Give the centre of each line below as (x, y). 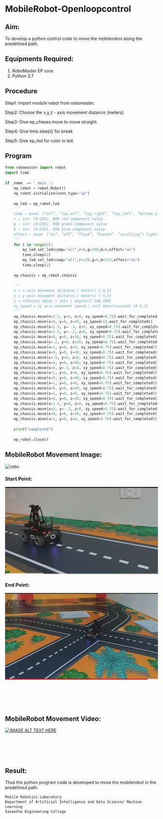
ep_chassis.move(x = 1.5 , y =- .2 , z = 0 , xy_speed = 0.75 (66, 332)
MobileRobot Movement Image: (54, 455)
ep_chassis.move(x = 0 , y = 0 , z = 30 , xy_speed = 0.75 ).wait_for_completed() (87, 414)
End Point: (17, 585)
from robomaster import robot (36, 168)
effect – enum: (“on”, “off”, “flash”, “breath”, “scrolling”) (79, 234)
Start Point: (19, 479)
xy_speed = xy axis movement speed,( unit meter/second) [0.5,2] (81, 306)
